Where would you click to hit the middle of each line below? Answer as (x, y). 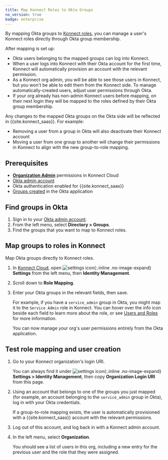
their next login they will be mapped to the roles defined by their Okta (84, 101)
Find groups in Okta (36, 207)
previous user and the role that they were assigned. (66, 452)
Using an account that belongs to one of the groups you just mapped (84, 392)
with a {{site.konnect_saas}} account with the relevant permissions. (82, 417)
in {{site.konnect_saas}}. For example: (45, 122)
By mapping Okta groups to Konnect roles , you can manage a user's (76, 34)
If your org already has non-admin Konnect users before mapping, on (85, 96)
